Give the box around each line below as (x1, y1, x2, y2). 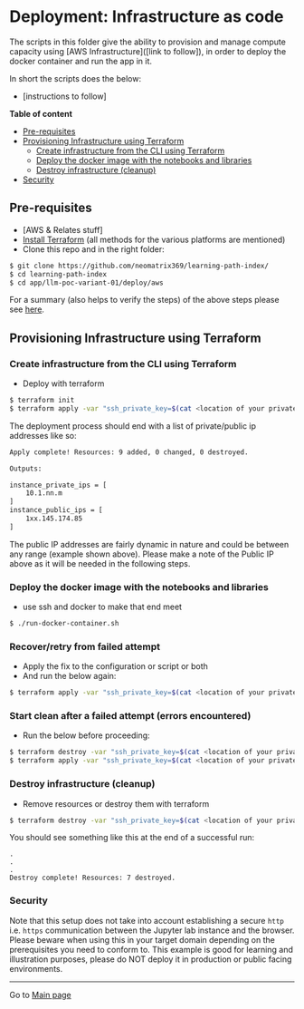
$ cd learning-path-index (9, 269, 107, 278)
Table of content (9, 108, 72, 119)
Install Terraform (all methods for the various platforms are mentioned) (22, 234, 286, 245)
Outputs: (9, 464, 43, 473)
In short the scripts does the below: (9, 73, 142, 83)
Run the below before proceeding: (22, 730, 151, 741)
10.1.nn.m (25, 489, 63, 498)
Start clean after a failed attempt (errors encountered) (9, 710, 252, 723)
